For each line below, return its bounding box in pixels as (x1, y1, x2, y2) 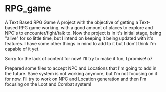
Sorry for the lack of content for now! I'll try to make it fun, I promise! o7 (5, 55, 153, 61)
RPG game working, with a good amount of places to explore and (19, 24, 153, 30)
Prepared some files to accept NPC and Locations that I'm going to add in (5, 65, 157, 71)
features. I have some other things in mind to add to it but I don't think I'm (5, 40, 156, 46)
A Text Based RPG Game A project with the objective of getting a (5, 19, 138, 25)
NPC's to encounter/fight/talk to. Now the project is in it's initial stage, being (5, 30, 161, 36)
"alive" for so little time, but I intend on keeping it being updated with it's (5, 35, 154, 41)
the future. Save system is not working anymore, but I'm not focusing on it (5, 70, 158, 76)
